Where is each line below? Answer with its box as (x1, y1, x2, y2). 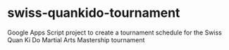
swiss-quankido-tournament (7, 5, 180, 21)
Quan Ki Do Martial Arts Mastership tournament (7, 35, 145, 44)
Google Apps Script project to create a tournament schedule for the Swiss (7, 28, 222, 37)
